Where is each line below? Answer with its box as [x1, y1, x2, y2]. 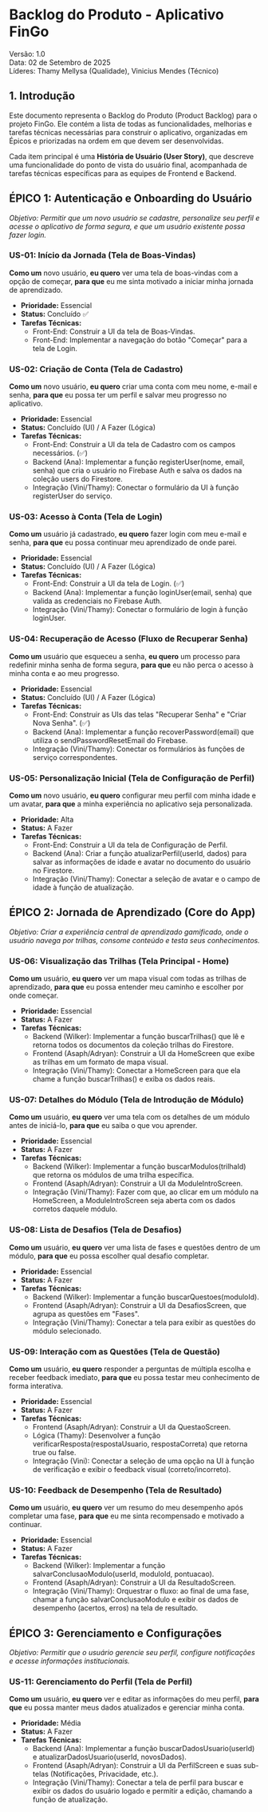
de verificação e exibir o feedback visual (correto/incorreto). [32, 1465, 231, 1474]
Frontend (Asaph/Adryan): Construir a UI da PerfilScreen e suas [32, 1761, 242, 1770]
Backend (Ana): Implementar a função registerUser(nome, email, [32, 458, 246, 467]
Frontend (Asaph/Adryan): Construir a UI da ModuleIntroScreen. [32, 1178, 243, 1189]
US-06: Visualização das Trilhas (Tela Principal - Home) [9, 955, 230, 966]
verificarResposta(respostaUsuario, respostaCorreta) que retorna [32, 1439, 248, 1449]
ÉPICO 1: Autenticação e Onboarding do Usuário [9, 192, 252, 206]
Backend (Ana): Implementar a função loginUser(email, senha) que [32, 588, 252, 598]
